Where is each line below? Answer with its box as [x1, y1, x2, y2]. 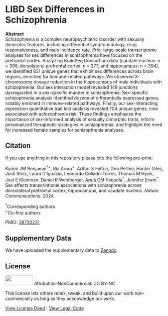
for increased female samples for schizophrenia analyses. [5, 127, 124, 133]
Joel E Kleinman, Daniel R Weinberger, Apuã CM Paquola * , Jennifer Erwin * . [5, 176, 160, 183]
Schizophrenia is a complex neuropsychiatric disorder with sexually [5, 36, 144, 42]
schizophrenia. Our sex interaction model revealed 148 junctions [5, 84, 138, 90]
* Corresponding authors [5, 202, 55, 209]
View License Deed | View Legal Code [5, 305, 84, 311]
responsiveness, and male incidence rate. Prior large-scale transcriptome [5, 47, 157, 53]
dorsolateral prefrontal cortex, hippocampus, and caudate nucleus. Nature [5, 187, 159, 194]
